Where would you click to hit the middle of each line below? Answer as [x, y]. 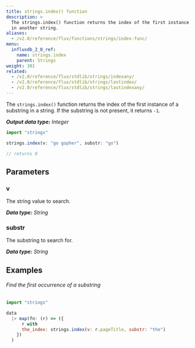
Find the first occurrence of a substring [53, 285]
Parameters [28, 172]
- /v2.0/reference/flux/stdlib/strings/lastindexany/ [78, 88]
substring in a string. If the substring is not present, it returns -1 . [83, 110]
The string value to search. [39, 201]
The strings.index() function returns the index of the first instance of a [93, 104]
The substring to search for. [39, 240]
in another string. [35, 28]
